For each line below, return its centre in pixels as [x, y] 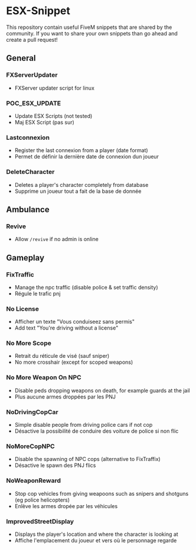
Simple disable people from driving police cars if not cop [84, 425]
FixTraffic [20, 274]
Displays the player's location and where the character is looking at [96, 534]
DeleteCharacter [30, 172]
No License [23, 309]
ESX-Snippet [38, 11]
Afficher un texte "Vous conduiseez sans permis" [74, 322]
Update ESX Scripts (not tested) [53, 116]
